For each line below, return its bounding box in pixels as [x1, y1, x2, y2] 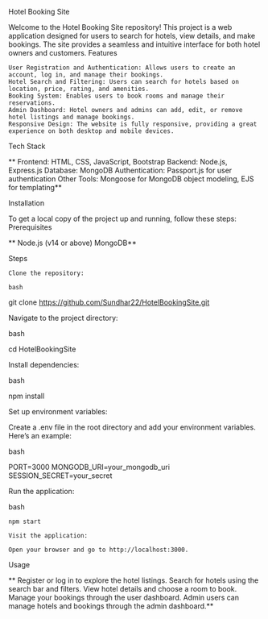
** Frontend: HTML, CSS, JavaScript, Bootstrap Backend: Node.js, [8, 157, 228, 166]
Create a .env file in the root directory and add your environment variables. [8, 422, 256, 432]
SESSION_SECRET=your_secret [8, 471, 113, 480]
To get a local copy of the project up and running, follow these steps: [8, 214, 237, 223]
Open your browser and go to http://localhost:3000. [8, 546, 189, 554]
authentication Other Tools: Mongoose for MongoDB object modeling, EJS [8, 174, 254, 184]
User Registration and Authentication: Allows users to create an [8, 64, 236, 72]
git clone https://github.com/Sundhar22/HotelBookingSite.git [8, 297, 210, 307]
